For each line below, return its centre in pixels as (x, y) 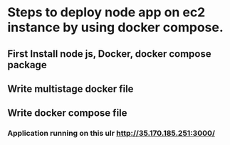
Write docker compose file (67, 113)
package (27, 65)
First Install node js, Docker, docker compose (109, 54)
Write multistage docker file (70, 88)
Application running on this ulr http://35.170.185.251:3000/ (111, 134)
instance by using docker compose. (116, 27)
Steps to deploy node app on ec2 (106, 12)
